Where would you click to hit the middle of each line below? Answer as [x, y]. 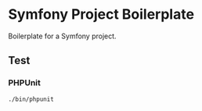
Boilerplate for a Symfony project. [62, 36]
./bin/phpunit [31, 99]
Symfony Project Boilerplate [101, 14]
